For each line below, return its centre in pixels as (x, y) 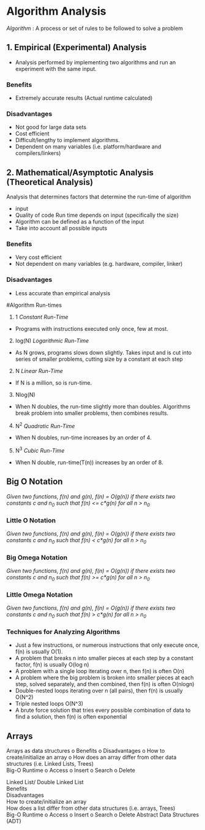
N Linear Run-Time (39, 371)
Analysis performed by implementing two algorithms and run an (95, 62)
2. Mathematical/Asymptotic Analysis (80, 172)
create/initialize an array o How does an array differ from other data (91, 757)
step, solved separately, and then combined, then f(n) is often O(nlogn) (105, 684)
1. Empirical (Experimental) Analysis (76, 47)
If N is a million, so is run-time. (54, 383)
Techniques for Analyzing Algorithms (63, 632)
